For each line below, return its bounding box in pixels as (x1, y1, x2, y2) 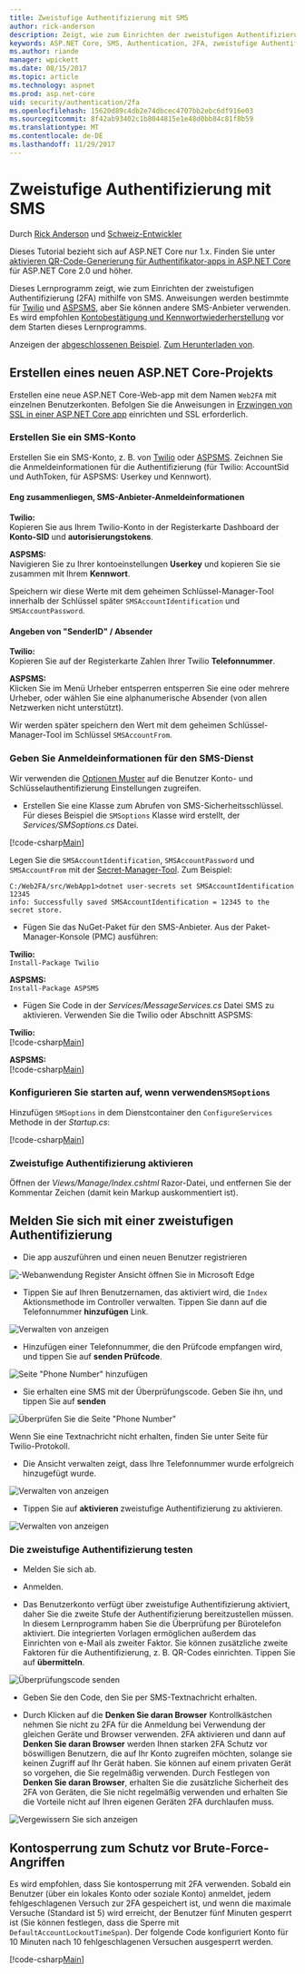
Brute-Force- (193, 1840, 270, 1856)
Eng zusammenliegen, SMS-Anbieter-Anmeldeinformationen (9, 492, 245, 503)
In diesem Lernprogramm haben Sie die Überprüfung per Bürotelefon (22, 1618, 281, 1629)
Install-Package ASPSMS (9, 984, 100, 993)
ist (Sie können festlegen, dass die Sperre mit (9, 1917, 180, 1929)
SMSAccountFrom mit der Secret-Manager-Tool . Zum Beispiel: (9, 864, 232, 875)
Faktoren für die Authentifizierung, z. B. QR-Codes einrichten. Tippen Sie (22, 1647, 296, 1658)
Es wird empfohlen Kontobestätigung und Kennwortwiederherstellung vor (9, 311, 284, 322)
